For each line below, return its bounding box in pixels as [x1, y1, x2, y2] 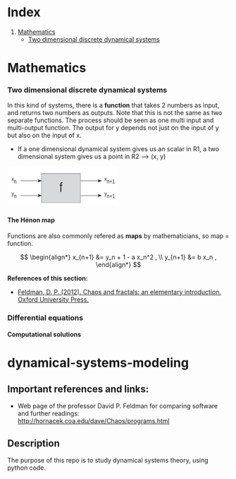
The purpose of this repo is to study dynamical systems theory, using [7, 456, 209, 464]
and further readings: [17, 409, 80, 418]
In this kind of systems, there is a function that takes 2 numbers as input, [7, 101, 220, 110]
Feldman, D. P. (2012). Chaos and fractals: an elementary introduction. [17, 288, 222, 296]
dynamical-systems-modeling [7, 355, 189, 371]
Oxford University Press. [17, 295, 89, 304]
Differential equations [7, 312, 83, 322]
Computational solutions [7, 330, 82, 339]
